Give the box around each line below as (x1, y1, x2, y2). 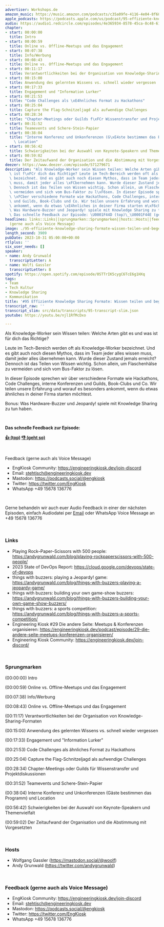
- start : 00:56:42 (5, 144, 42, 149)
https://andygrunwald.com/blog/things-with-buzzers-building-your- (12, 595, 149, 601)
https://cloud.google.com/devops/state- (74, 564, 155, 569)
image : (5, 226, 19, 231)
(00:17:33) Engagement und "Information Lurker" (5, 737, 103, 743)
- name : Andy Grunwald (5, 254, 51, 258)
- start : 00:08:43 (5, 57, 42, 62)
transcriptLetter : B (9, 267, 51, 272)
